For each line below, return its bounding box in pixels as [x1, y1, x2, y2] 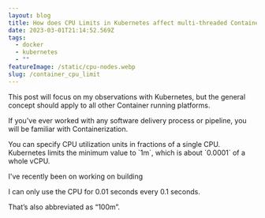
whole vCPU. [8, 156, 50, 166]
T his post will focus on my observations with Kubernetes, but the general [8, 92, 246, 101]
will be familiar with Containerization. [8, 124, 129, 133]
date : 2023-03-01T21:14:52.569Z [8, 26, 114, 34]
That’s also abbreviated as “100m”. [8, 202, 121, 212]
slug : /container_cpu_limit [8, 70, 101, 78]
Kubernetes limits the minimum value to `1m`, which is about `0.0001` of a [8, 148, 246, 157]
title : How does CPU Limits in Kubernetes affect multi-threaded [8, 19, 227, 27]
